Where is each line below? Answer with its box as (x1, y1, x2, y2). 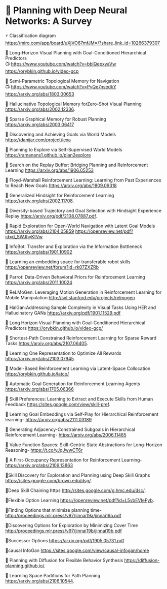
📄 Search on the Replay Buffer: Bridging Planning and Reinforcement (5, 162, 148, 168)
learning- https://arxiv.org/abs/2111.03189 (5, 416, 92, 422)
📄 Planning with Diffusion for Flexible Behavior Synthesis (5, 557, 123, 563)
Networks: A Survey (5, 15, 92, 27)
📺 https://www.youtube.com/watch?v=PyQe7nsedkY (5, 83, 116, 89)
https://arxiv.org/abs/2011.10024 (5, 279, 72, 285)
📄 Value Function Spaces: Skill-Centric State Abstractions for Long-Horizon (5, 442, 163, 448)
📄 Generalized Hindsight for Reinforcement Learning (5, 192, 114, 198)
